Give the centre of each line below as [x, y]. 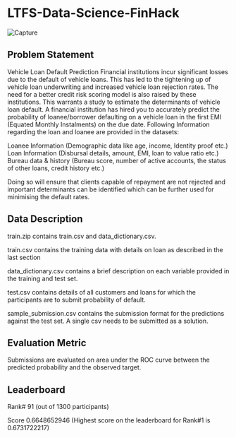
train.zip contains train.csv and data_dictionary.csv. [82, 236]
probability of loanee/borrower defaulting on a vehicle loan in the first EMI [114, 117]
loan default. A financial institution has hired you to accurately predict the [113, 109]
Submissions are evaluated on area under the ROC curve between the [108, 360]
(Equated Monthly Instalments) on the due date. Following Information [108, 124]
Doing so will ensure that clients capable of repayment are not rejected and [116, 182]
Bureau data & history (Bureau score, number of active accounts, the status [117, 160]
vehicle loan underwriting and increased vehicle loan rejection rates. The [113, 87]
